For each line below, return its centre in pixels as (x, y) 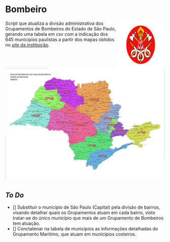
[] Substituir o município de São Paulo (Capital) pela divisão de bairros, (86, 207)
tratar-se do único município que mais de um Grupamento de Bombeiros (88, 218)
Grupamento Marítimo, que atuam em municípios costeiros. (74, 234)
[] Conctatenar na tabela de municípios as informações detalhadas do (85, 229)
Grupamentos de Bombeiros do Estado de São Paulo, (61, 28)
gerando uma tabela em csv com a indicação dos (57, 34)
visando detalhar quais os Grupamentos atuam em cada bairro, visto (84, 213)
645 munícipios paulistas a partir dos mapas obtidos (60, 39)
